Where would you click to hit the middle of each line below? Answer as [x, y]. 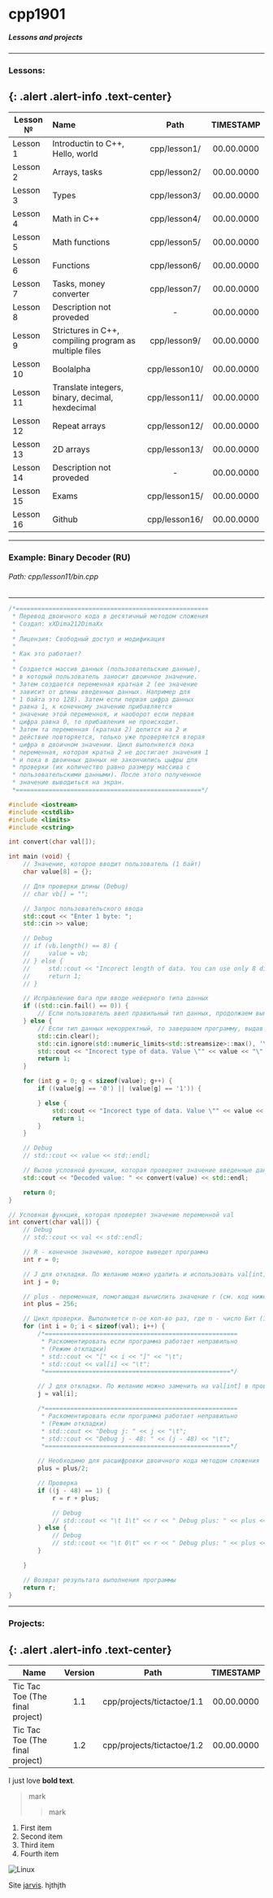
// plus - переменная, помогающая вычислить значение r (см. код [136, 1297]
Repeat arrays [79, 426]
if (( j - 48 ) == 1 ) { [74, 1491]
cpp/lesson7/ [175, 288]
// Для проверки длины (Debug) [76, 886]
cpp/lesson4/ [175, 219]
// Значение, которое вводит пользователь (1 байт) [112, 864]
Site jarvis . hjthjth [37, 1885]
